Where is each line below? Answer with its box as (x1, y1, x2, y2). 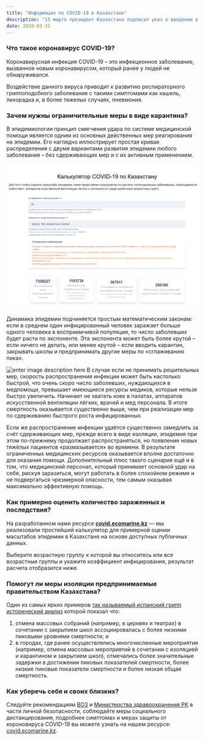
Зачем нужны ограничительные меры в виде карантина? (6, 111, 188, 120)
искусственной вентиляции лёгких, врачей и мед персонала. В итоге (6, 399, 188, 407)
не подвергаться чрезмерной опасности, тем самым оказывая (6, 476, 173, 483)
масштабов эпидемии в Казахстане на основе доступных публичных (6, 532, 188, 540)
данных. (6, 539, 28, 547)
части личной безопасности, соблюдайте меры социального (6, 707, 166, 715)
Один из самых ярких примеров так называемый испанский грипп (6, 601, 182, 609)
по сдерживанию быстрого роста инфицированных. (6, 412, 143, 419)
